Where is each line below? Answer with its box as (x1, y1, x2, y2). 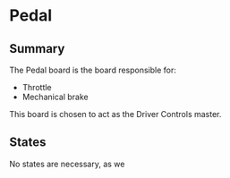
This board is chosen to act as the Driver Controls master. (9, 109, 222, 119)
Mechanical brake (21, 91, 89, 102)
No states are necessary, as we (9, 158, 125, 169)
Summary (9, 41, 65, 56)
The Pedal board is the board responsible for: (9, 64, 177, 75)
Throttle (21, 82, 52, 92)
